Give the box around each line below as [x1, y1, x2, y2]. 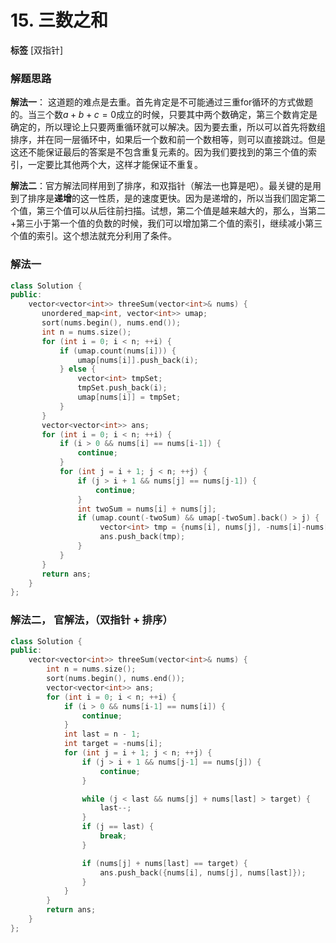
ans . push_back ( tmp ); [99, 532, 186, 542]
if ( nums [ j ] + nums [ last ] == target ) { [81, 858, 248, 868]
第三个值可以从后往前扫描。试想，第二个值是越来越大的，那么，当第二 [36, 205, 326, 217]
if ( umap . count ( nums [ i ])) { [59, 346, 177, 356]
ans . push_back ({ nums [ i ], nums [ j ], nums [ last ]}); [99, 867, 307, 878]
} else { [59, 364, 97, 375]
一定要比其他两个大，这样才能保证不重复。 [27, 159, 203, 171]
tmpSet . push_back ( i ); [77, 383, 168, 393]
